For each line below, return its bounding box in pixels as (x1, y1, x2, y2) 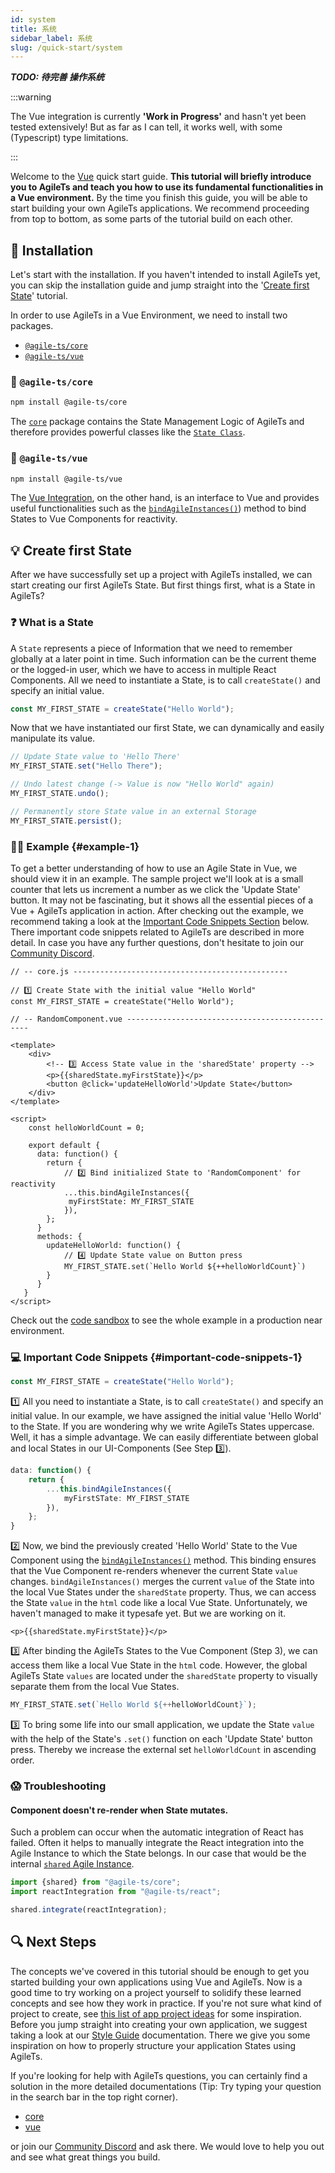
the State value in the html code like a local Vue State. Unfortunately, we (10, 1597, 308, 1609)
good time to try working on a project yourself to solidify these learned (10, 1986, 302, 1998)
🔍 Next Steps (10, 1934, 97, 1951)
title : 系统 (10, 24, 57, 34)
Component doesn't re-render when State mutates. (10, 1804, 229, 1816)
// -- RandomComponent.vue (10, 1014, 123, 1024)
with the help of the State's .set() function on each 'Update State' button (10, 1733, 313, 1745)
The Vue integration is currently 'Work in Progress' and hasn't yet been (10, 111, 307, 123)
